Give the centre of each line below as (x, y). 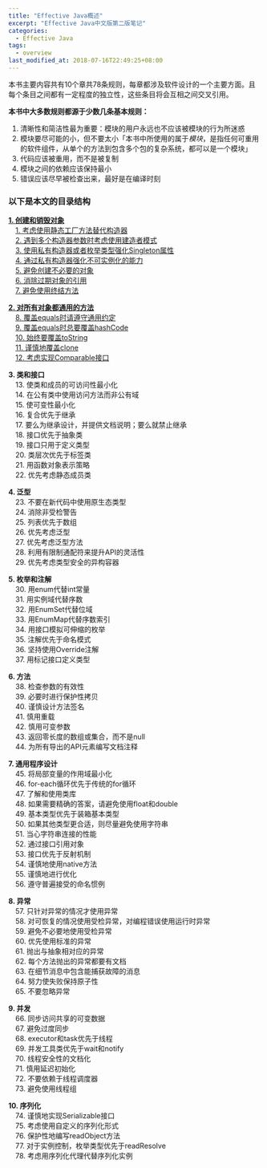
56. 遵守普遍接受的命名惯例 (61, 884)
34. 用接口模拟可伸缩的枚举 (61, 630)
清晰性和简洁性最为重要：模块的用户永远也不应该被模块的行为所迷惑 (132, 128)
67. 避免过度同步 (42, 1028)
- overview (34, 53)
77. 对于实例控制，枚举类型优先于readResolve (91, 1146)
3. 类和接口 (27, 375)
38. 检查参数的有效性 (50, 687)
